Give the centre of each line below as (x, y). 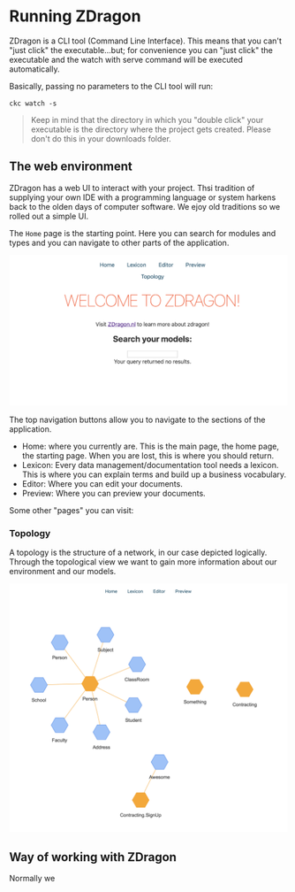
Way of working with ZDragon (93, 857)
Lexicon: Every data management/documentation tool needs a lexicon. (150, 465)
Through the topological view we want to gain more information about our (143, 562)
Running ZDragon (75, 16)
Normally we (32, 879)
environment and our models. (63, 572)
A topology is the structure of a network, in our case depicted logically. (138, 553)
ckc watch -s (33, 104)
